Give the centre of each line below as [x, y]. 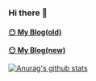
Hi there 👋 [28, 13]
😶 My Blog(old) [35, 32]
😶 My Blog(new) [37, 51]
